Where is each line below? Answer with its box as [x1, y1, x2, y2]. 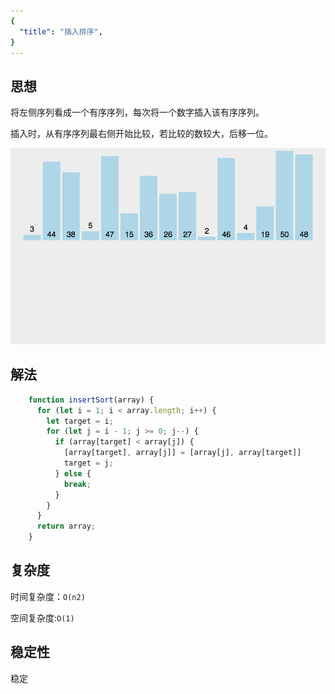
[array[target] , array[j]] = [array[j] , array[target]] [63, 448, 302, 458]
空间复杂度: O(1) [10, 611, 75, 624]
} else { [54, 468, 92, 479]
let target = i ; [46, 416, 114, 426]
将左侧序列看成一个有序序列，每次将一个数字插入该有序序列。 [10, 106, 265, 119]
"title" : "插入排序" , [19, 26, 103, 37]
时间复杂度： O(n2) [10, 590, 86, 602]
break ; [63, 479, 92, 489]
